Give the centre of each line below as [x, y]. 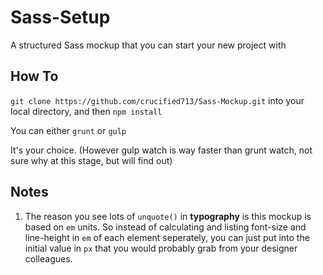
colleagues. [48, 258]
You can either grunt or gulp [68, 130]
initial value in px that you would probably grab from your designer [161, 248]
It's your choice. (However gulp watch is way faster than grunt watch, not [161, 150]
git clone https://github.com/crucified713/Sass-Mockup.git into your [157, 100]
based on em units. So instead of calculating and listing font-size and [165, 227]
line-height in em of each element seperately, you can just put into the [167, 237]
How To [34, 76]
